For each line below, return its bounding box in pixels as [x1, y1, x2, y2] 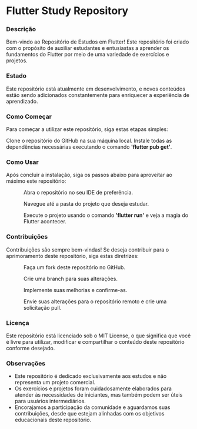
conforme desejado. [6, 344, 55, 351]
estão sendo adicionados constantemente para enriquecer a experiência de [6, 91, 190, 98]
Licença [6, 319, 29, 327]
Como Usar [6, 158, 39, 166]
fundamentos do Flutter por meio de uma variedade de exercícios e [6, 51, 169, 58]
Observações [6, 359, 46, 367]
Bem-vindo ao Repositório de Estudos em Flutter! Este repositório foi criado [6, 38, 189, 45]
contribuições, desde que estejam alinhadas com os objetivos [14, 410, 165, 417]
